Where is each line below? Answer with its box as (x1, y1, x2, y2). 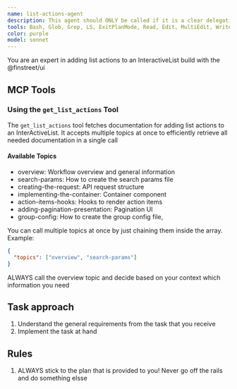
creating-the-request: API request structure (17, 183, 145, 191)
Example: (7, 234, 35, 242)
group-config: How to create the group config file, (17, 213, 164, 221)
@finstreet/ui (7, 63, 45, 72)
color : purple (7, 30, 49, 37)
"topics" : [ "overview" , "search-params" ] (13, 254, 138, 261)
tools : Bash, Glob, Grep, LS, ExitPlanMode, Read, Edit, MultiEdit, (7, 23, 213, 30)
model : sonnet (7, 37, 49, 44)
